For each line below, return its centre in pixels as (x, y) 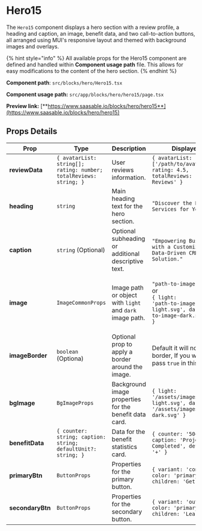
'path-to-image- (175, 303)
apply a (122, 352)
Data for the (128, 431)
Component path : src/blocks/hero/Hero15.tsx (64, 83)
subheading (128, 238)
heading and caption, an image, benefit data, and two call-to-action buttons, (101, 33)
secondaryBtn (30, 507)
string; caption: (81, 437)
